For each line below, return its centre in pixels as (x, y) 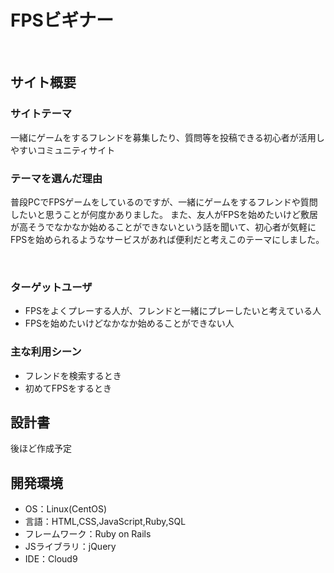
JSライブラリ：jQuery (70, 547)
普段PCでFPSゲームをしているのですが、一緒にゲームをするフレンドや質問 (164, 202)
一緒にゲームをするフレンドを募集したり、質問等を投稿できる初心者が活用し (167, 137)
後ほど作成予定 (41, 448)
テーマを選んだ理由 (56, 178)
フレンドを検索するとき (73, 375)
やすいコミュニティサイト (63, 150)
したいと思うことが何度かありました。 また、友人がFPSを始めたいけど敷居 (164, 214)
